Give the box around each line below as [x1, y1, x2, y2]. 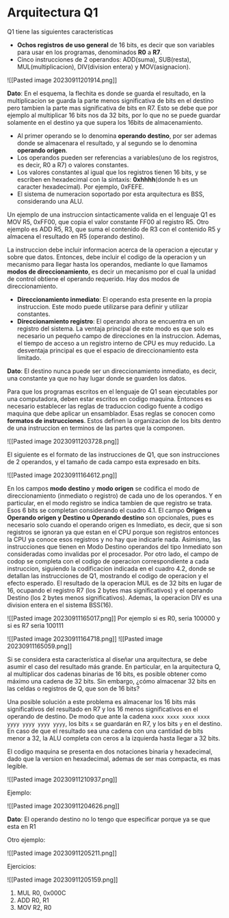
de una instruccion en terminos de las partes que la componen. [7, 424, 186, 432]
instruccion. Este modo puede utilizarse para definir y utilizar [16, 302, 189, 311]
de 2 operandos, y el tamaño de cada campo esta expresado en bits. [7, 457, 201, 466]
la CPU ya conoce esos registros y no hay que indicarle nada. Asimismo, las [7, 535, 221, 543]
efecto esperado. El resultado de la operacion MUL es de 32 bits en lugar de [7, 579, 222, 587]
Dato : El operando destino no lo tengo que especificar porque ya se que [7, 814, 211, 823]
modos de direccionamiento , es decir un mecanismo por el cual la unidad [7, 267, 217, 276]
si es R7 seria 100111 [7, 621, 64, 629]
